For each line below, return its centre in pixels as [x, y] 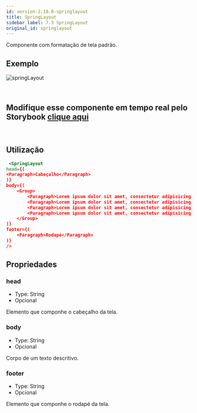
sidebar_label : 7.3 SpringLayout [47, 22]
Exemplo [22, 64]
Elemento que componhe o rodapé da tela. [58, 404]
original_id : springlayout [39, 28]
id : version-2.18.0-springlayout [47, 12]
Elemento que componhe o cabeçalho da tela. [62, 312]
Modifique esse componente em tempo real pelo [97, 108]
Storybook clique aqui [47, 117]
